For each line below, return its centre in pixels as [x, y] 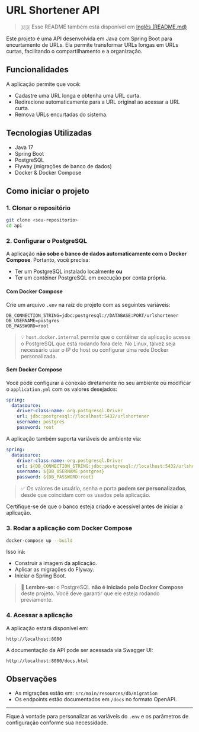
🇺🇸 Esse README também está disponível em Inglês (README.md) [104, 27]
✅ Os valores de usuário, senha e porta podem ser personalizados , [104, 489]
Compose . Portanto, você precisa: [48, 260]
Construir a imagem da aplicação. [56, 563]
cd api [14, 226]
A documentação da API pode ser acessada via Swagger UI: [80, 650]
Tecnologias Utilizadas [49, 133]
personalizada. [39, 356]
